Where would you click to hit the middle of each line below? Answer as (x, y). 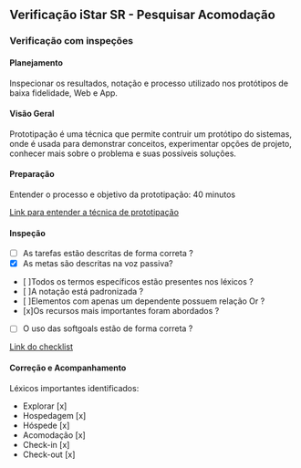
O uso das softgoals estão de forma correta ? (108, 328)
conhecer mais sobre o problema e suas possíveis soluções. (123, 153)
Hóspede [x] (46, 425)
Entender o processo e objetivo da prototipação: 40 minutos (122, 194)
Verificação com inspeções (72, 41)
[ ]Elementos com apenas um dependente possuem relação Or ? (144, 301)
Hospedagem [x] (54, 415)
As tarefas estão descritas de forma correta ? (108, 254)
